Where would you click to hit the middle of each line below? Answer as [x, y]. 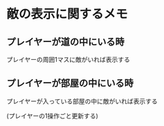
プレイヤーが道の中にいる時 [66, 42]
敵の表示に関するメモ [67, 14]
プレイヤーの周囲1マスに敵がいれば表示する [69, 60]
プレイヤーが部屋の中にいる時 [70, 83]
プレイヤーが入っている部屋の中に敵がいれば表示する [82, 101]
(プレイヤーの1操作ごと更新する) [52, 116]
